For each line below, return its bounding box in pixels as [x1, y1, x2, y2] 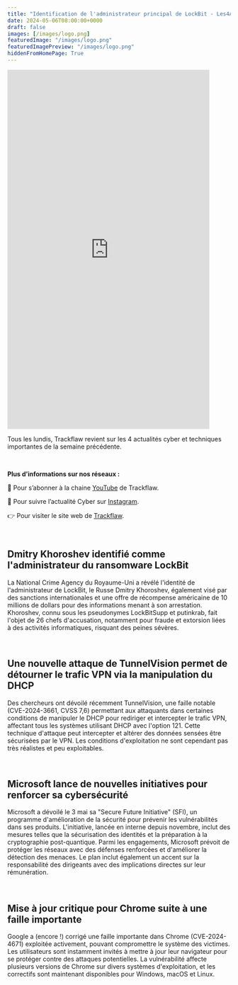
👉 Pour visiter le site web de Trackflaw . [7, 511, 124, 519]
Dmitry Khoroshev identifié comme [7, 548, 166, 561]
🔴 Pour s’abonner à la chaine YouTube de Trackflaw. [7, 483, 159, 492]
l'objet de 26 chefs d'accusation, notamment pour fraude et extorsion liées [7, 616, 226, 624]
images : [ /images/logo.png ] [7, 30, 91, 38]
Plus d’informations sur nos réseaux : [7, 469, 120, 478]
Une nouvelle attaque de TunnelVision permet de [7, 658, 228, 670]
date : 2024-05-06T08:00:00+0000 [7, 17, 103, 24]
